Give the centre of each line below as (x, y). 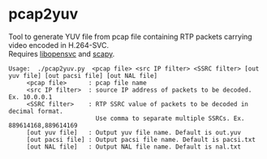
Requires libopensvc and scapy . (62, 54)
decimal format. (36, 111)
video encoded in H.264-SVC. (59, 45)
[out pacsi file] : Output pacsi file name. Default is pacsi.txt (141, 140)
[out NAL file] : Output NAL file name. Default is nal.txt (134, 147)
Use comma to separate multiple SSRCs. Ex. (170, 118)
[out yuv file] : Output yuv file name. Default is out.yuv (134, 132)
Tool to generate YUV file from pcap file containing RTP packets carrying (131, 37)
